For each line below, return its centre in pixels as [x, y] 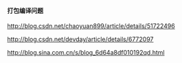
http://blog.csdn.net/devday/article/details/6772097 [80, 39]
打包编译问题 [25, 10]
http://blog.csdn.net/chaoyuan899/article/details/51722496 [91, 26]
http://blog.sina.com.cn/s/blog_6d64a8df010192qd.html [86, 53]
